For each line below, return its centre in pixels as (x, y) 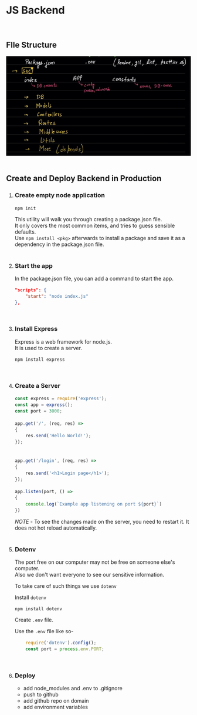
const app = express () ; (44, 405)
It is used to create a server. (48, 348)
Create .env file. (34, 620)
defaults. (25, 232)
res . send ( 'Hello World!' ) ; (58, 436)
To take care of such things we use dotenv (66, 586)
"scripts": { (30, 290)
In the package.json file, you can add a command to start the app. (94, 278)
